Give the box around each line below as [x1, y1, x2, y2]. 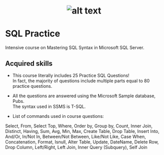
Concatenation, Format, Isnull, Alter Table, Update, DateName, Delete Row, [5, 138, 159, 145]
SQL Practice [5, 28, 60, 40]
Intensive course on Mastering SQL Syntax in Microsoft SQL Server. [5, 45, 144, 51]
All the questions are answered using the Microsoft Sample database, [12, 93, 156, 99]
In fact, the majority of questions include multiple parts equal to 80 [12, 78, 150, 84]
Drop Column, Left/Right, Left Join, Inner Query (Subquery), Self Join [5, 144, 147, 150]
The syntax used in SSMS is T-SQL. [12, 103, 86, 109]
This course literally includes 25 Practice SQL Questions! [12, 72, 129, 78]
